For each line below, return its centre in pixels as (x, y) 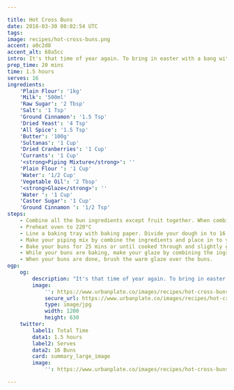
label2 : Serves (54, 343)
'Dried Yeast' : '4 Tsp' (54, 123)
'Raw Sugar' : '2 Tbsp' (53, 104)
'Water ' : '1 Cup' (46, 195)
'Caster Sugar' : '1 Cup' (56, 201)
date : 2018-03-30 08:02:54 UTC (53, 26)
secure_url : (62, 298)
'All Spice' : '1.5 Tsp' (54, 130)
